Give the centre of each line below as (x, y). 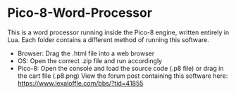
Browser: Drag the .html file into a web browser (86, 53)
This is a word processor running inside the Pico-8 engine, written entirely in (118, 32)
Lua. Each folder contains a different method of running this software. (108, 39)
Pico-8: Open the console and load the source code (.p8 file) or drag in (120, 68)
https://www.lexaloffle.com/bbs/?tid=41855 (80, 83)
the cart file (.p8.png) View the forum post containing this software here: (123, 76)
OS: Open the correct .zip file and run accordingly (90, 60)
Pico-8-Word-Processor (80, 13)
